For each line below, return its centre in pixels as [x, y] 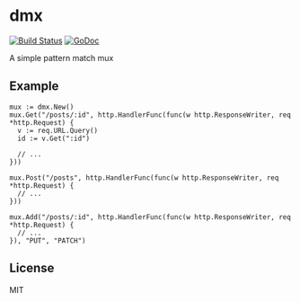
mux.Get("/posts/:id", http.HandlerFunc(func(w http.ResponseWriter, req [150, 115]
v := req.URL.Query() [58, 130]
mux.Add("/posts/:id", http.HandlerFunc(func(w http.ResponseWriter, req [150, 217]
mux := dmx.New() [42, 107]
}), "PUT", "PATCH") [48, 240]
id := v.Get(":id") [54, 138]
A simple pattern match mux [62, 58]
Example [34, 86]
